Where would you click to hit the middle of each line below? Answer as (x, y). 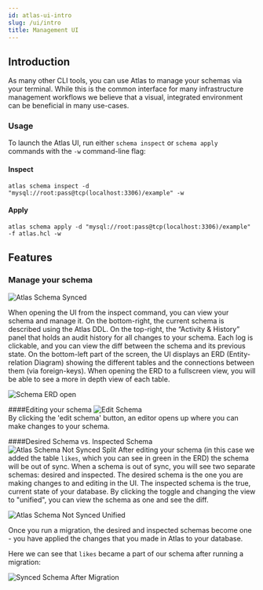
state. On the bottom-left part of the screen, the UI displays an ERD (117, 354)
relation (20, 362)
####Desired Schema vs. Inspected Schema (80, 441)
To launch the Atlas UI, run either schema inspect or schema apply (113, 143)
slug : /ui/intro (35, 23)
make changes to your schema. (59, 426)
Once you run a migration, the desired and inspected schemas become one (130, 530)
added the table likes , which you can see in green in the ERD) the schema (129, 458)
